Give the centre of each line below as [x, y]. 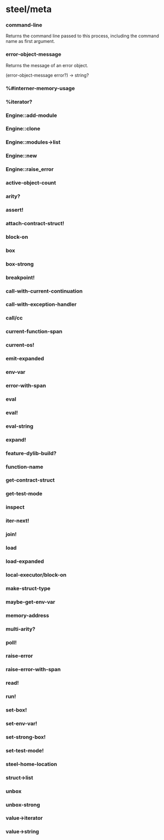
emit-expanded [25, 359]
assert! [15, 210]
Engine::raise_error [30, 169]
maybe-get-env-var [31, 602]
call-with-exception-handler [41, 304]
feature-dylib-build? [31, 453]
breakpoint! [20, 277]
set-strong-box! [26, 737]
